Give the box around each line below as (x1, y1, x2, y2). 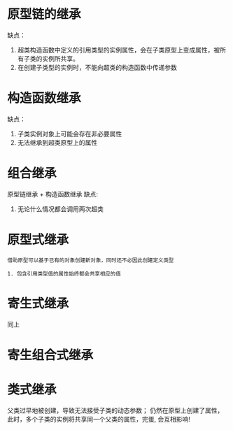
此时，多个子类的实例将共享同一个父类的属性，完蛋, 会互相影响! (7, 415, 190, 423)
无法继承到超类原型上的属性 (17, 138, 98, 147)
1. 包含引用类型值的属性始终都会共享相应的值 (7, 270, 121, 277)
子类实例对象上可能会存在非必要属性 (17, 129, 122, 138)
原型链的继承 (7, 6, 82, 22)
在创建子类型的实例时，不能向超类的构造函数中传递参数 (17, 63, 177, 71)
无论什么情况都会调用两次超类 (17, 204, 104, 213)
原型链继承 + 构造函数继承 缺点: (7, 189, 99, 198)
